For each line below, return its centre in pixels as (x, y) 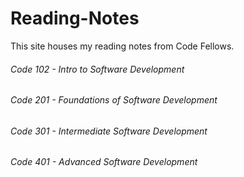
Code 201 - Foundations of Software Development (114, 100)
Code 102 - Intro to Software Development (97, 69)
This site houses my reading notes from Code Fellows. (122, 46)
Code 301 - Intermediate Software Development (109, 131)
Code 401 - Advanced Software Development (104, 162)
